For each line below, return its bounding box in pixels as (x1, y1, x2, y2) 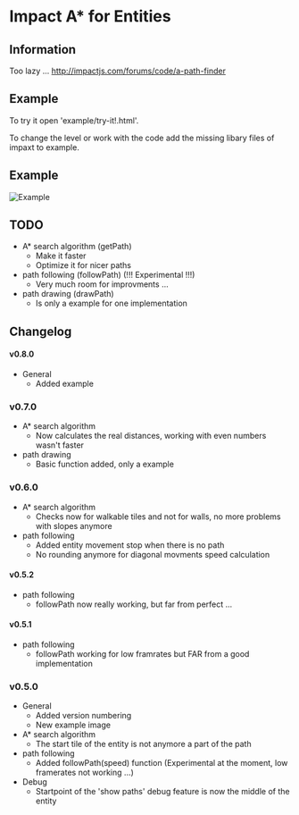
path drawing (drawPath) (21, 289, 114, 299)
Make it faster (35, 250, 87, 261)
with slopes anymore (35, 520, 113, 531)
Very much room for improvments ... (35, 279, 169, 290)
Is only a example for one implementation (35, 298, 187, 309)
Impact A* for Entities (9, 6, 171, 27)
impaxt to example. (9, 141, 80, 153)
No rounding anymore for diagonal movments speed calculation (35, 549, 270, 559)
